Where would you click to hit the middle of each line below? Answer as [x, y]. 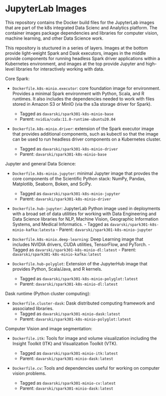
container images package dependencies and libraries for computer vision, [82, 33]
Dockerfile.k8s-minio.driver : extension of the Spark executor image [83, 128]
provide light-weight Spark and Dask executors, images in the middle [76, 53]
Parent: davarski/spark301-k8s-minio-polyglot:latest [75, 319]
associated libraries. [33, 308]
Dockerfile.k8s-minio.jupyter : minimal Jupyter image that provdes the [85, 173]
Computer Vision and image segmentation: [49, 328]
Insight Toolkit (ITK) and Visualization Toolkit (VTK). [65, 343]
